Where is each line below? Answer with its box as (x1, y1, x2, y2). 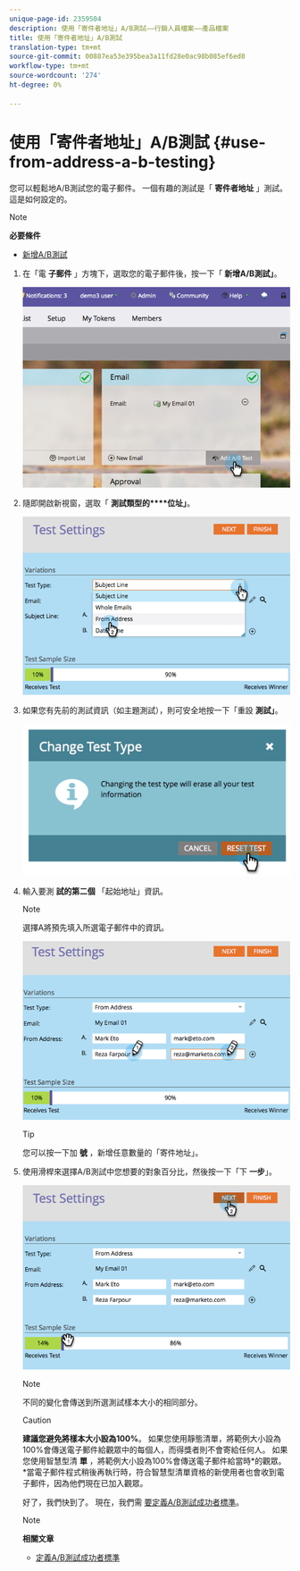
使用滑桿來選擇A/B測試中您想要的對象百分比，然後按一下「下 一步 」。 (21, 1166, 277, 1177)
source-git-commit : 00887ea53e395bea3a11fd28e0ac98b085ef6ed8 (9, 52, 246, 62)
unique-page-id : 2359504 (9, 14, 102, 23)
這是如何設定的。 (9, 193, 72, 205)
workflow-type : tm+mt (9, 62, 90, 71)
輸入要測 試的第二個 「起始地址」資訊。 (21, 886, 168, 897)
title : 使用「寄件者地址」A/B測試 (9, 33, 123, 42)
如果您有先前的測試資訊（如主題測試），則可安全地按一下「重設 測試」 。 (21, 705, 283, 716)
